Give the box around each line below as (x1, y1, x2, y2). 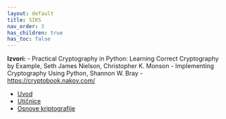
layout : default (7, 10, 54, 17)
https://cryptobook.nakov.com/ (7, 76, 95, 85)
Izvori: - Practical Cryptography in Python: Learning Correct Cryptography (7, 54, 219, 63)
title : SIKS (7, 17, 41, 23)
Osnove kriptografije (17, 105, 76, 113)
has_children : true (7, 29, 63, 36)
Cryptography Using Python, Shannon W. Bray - (7, 69, 143, 78)
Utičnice (17, 97, 41, 105)
